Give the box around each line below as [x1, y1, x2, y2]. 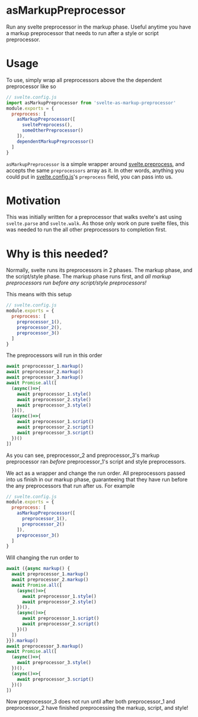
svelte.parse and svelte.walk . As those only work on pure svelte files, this [6, 220, 189, 227]
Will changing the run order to [6, 554, 79, 561]
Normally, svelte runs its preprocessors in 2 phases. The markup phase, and [6, 267, 193, 274]
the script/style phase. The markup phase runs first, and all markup [6, 273, 171, 280]
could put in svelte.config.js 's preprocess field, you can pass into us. [6, 173, 173, 180]
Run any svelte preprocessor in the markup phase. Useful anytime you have [6, 23, 191, 30]
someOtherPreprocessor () [21, 127, 84, 134]
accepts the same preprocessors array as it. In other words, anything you [6, 167, 184, 174]
